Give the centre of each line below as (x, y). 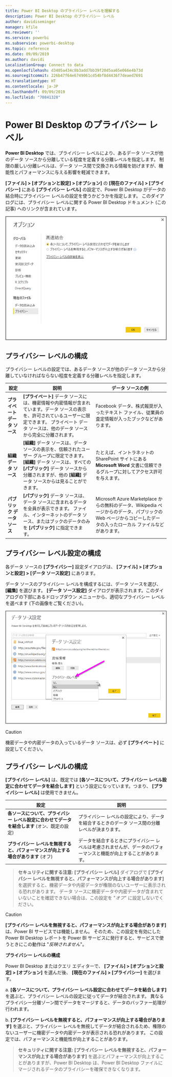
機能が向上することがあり (128, 854)
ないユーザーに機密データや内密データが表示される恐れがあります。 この (82, 1032)
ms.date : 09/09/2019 (27, 54)
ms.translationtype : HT (31, 81)
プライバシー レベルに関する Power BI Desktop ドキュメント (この (97, 202)
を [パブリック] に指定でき (50, 528)
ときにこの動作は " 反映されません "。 (48, 944)
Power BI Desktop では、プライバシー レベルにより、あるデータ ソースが (82, 153)
